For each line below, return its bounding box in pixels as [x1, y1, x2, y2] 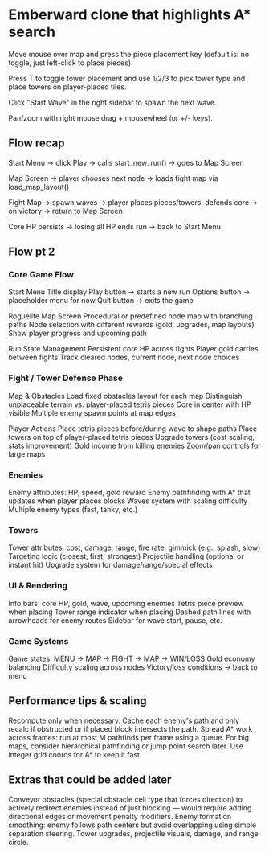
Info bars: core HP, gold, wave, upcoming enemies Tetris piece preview [8, 598, 244, 608]
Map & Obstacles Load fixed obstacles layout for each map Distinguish [8, 391, 243, 400]
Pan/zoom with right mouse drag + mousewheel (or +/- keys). [8, 113, 213, 122]
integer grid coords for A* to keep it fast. [8, 749, 142, 759]
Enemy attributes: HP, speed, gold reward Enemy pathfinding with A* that [8, 488, 251, 498]
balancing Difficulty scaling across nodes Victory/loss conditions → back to [8, 662, 259, 672]
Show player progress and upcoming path [8, 328, 147, 338]
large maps [8, 449, 46, 459]
